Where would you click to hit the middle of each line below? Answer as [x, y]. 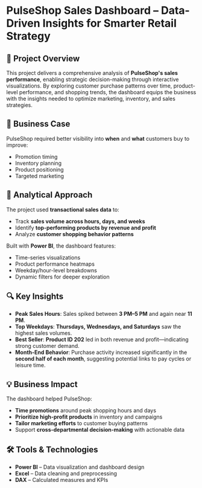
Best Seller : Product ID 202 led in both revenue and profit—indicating [102, 339]
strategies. [20, 105]
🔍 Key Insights [35, 297]
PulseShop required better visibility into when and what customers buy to [98, 138]
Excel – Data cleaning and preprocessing [66, 474]
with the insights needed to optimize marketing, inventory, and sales [91, 98]
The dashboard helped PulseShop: [49, 399]
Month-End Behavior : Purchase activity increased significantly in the [101, 352]
